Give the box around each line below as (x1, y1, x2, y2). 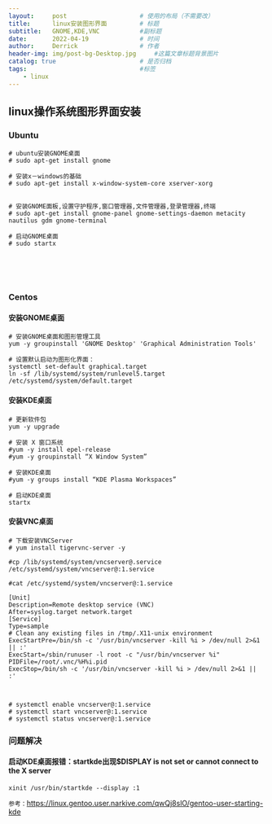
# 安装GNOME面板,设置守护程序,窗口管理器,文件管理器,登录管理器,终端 (8, 203, 216, 211)
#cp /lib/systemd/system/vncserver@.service (8, 558, 162, 566)
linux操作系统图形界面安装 (8, 105, 141, 119)
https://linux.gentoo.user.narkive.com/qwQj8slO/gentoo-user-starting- (26, 798, 264, 808)
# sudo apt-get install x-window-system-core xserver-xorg (8, 180, 213, 188)
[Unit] (8, 594, 31, 602)
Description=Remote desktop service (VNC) (8, 600, 155, 609)
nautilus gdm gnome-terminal (8, 217, 107, 225)
